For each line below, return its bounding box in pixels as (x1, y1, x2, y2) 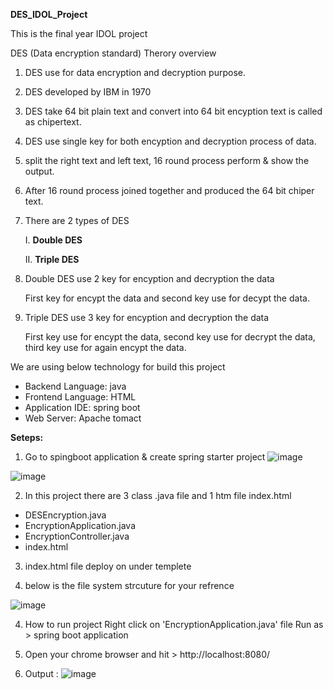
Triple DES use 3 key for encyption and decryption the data (24, 312, 270, 323)
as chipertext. (24, 116, 82, 128)
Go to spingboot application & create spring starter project (24, 451, 266, 463)
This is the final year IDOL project (10, 28, 148, 39)
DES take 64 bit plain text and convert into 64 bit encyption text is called (24, 105, 323, 117)
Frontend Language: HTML (24, 391, 137, 403)
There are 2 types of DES (24, 215, 130, 226)
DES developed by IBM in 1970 (24, 86, 152, 98)
